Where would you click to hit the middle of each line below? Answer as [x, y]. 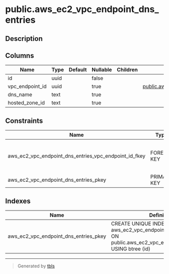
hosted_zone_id [26, 103]
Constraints [24, 121]
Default [78, 70]
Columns [20, 56]
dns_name [20, 95]
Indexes [18, 201]
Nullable [102, 70]
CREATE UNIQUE [131, 224]
